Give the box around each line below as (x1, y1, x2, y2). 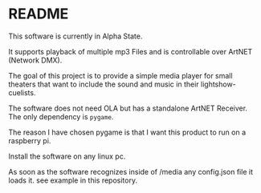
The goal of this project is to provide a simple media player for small (8, 70, 233, 80)
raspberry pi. (8, 135, 51, 145)
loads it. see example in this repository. (8, 175, 138, 185)
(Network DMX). (8, 55, 63, 65)
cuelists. (8, 87, 36, 97)
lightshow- (200, 79, 237, 89)
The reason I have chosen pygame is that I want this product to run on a (8, 127, 247, 137)
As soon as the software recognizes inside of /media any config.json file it (8, 167, 253, 176)
